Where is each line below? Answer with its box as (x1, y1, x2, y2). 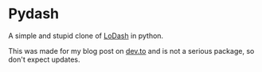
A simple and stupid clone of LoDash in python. (8, 31, 164, 40)
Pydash (8, 5, 60, 23)
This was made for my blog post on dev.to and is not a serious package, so (8, 46, 255, 55)
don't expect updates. (8, 55, 81, 64)
